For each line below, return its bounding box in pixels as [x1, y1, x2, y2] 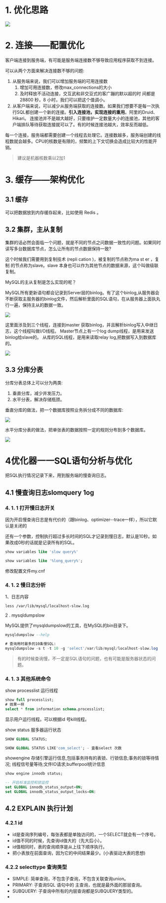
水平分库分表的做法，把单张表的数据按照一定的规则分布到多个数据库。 [5, 426, 148, 432]
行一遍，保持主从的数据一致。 [5, 302, 66, 308]
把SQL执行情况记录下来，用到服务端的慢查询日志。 [5, 473, 109, 478]
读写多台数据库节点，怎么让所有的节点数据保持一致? [5, 246, 112, 252]
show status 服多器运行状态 [5, 727, 62, 733]
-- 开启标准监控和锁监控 [5, 780, 49, 785]
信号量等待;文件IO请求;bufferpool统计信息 [20, 761, 105, 767]
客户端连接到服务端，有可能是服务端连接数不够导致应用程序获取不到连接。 [5, 57, 157, 63]
